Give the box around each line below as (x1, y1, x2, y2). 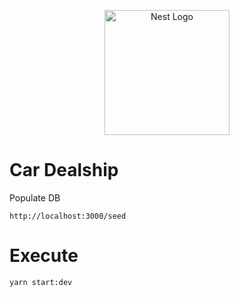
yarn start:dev (9, 277, 73, 287)
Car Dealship (9, 159, 119, 182)
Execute (9, 245, 79, 267)
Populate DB (9, 191, 61, 204)
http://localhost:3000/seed (9, 211, 127, 221)
